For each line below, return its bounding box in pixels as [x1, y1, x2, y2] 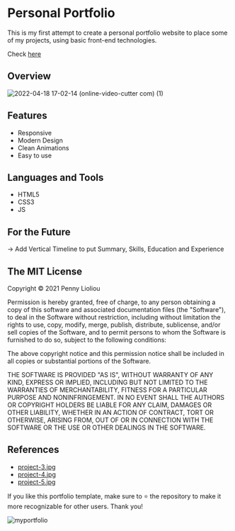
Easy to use [17, 151, 52, 160]
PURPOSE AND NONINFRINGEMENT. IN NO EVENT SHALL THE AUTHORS [7, 393, 225, 401]
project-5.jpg [17, 477, 56, 486]
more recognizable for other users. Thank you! [7, 502, 144, 510]
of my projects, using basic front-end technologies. [7, 35, 157, 44]
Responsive [17, 128, 52, 137]
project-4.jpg [17, 470, 57, 479]
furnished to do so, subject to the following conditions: [7, 335, 166, 344]
